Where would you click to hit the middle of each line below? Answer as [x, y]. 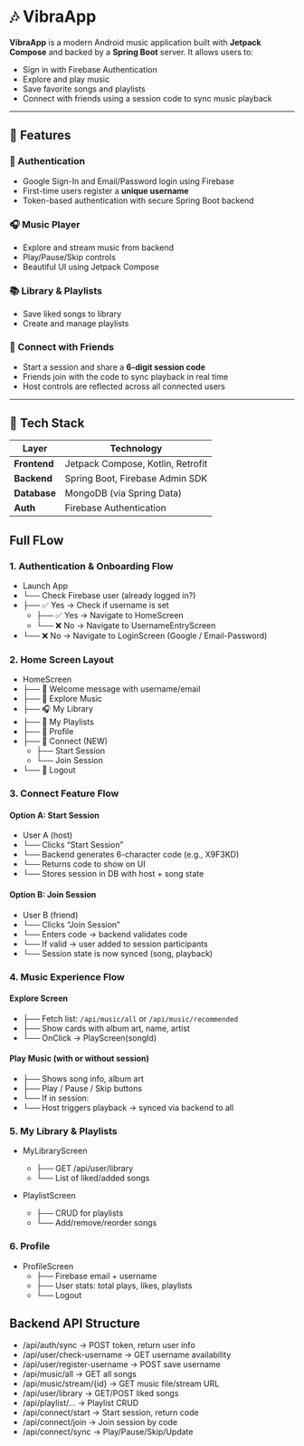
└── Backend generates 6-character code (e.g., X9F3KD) [131, 855]
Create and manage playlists [76, 324]
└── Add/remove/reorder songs [96, 1223]
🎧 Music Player [45, 224]
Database [35, 493]
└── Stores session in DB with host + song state [113, 874]
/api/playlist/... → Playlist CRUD [81, 1403]
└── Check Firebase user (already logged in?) [109, 596]
